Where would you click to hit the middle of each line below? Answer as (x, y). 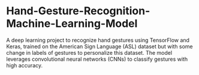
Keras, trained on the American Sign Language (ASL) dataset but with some (99, 46)
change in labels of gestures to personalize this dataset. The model (89, 52)
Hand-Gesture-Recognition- (78, 11)
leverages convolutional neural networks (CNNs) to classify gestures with (97, 59)
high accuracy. (25, 65)
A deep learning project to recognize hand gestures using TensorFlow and (98, 40)
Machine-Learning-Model (72, 24)
